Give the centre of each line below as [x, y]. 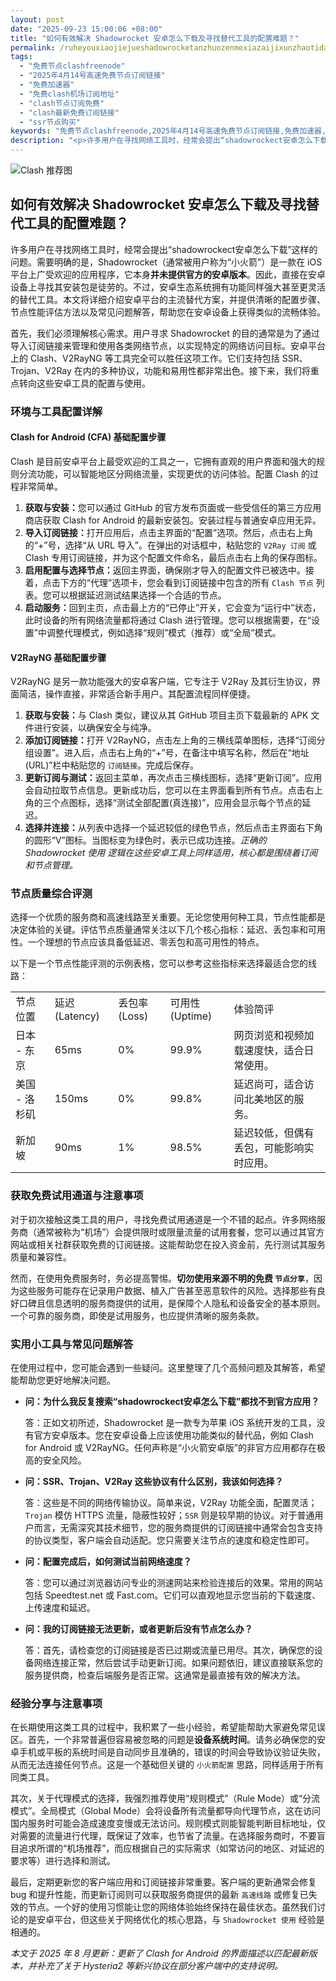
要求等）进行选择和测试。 [63, 1861]
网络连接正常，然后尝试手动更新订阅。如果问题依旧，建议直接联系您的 [178, 1663]
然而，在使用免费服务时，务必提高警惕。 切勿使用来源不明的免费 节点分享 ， [162, 1278]
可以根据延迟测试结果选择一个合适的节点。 [139, 595]
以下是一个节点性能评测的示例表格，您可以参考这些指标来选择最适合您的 [159, 963]
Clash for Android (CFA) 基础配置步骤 [88, 437]
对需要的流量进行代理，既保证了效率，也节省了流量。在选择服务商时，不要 [163, 1836]
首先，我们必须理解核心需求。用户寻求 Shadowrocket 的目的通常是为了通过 [165, 333]
